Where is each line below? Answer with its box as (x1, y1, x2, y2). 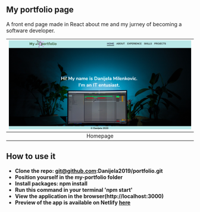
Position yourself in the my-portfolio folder (14, 173, 123, 180)
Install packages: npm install (14, 180, 87, 187)
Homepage (86, 132, 114, 139)
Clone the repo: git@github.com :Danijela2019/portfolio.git (14, 167, 163, 174)
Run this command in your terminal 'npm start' (14, 186, 133, 193)
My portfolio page (6, 5, 74, 15)
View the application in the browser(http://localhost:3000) (14, 192, 164, 199)
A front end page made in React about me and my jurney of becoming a (6, 20, 182, 27)
